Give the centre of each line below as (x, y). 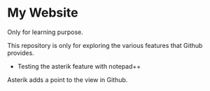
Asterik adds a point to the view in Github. (68, 80)
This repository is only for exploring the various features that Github (105, 45)
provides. (21, 53)
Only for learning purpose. (45, 32)
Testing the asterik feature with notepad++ (79, 66)
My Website (43, 13)
